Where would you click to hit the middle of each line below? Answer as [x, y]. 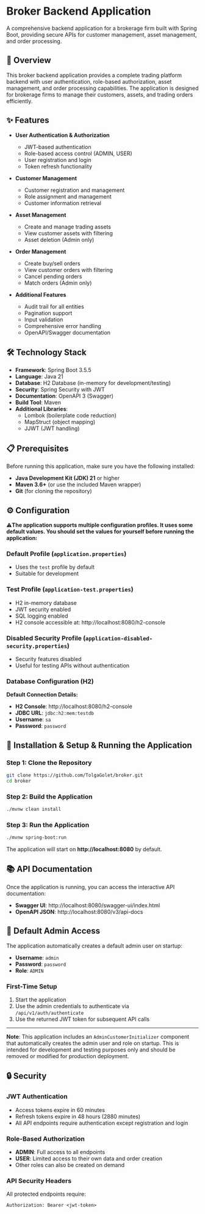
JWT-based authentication [58, 147]
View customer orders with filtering [68, 269]
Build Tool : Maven [38, 403]
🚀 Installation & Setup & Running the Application [99, 745]
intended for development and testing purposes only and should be [91, 1050]
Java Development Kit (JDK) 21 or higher [67, 478]
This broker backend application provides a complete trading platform [94, 75]
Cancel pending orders [53, 276]
